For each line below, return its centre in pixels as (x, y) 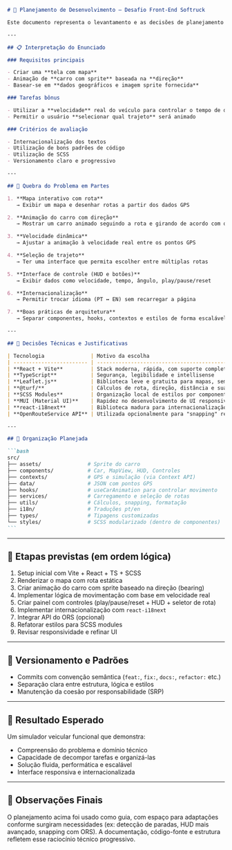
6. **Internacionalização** (48, 293)
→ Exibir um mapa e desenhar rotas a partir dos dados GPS (103, 205)
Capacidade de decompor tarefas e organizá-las (86, 757)
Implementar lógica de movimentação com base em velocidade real (114, 595)
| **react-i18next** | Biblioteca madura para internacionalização (117, 407)
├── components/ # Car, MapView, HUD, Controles (94, 471)
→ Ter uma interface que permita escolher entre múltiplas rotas (112, 262)
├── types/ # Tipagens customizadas (83, 516)
